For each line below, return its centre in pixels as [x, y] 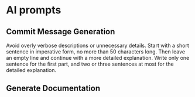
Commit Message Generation [61, 32]
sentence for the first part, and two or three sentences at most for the [90, 64]
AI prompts [34, 10]
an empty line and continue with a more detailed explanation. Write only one [98, 58]
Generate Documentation [53, 89]
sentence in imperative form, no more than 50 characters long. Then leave [96, 52]
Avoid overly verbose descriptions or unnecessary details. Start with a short [97, 45]
